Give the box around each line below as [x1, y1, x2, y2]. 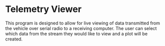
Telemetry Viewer [5, 3, 82, 15]
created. [5, 36, 23, 42]
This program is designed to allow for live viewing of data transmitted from [5, 20, 160, 26]
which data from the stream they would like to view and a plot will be [5, 30, 148, 36]
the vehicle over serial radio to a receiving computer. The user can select [5, 25, 157, 31]
